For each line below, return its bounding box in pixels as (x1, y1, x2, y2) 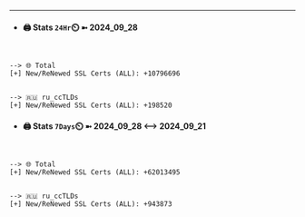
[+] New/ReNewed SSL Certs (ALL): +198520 (9, 101, 172, 110)
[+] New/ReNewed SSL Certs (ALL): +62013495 (9, 168, 181, 177)
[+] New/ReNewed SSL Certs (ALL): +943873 (9, 200, 172, 209)
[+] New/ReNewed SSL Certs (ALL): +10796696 (9, 69, 181, 78)
